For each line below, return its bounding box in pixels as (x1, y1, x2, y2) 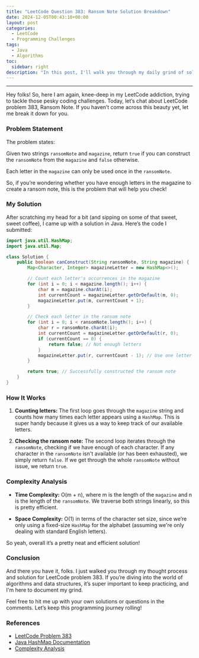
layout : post (6, 20, 38, 25)
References (6, 619, 40, 627)
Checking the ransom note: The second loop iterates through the (14, 437, 176, 445)
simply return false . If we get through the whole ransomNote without (14, 456, 180, 464)
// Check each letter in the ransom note (27, 314, 131, 320)
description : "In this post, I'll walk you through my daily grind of (6, 69, 184, 75)
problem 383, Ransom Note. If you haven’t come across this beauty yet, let (6, 104, 189, 111)
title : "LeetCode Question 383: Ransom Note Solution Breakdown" (6, 8, 171, 15)
